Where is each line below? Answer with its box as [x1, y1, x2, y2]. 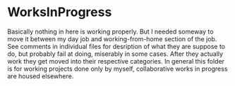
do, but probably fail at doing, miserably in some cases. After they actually [7, 50, 224, 58]
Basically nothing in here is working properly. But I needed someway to [7, 27, 214, 36]
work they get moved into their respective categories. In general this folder [7, 57, 224, 65]
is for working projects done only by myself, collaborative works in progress [7, 64, 228, 73]
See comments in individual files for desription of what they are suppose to [7, 42, 226, 50]
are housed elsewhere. [7, 71, 74, 80]
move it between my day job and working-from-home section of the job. [7, 34, 217, 43]
